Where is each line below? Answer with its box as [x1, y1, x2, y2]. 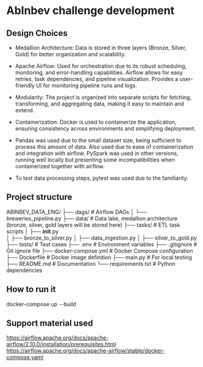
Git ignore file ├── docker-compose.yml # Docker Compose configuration [6, 247, 193, 254]
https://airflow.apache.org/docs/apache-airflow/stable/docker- [6, 347, 165, 354]
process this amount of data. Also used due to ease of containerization [15, 143, 194, 150]
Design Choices [6, 28, 68, 38]
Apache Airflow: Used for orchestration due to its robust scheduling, [15, 62, 187, 69]
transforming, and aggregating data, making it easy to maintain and [15, 100, 184, 107]
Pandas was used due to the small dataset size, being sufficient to [15, 137, 182, 144]
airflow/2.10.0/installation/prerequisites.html [6, 341, 116, 348]
